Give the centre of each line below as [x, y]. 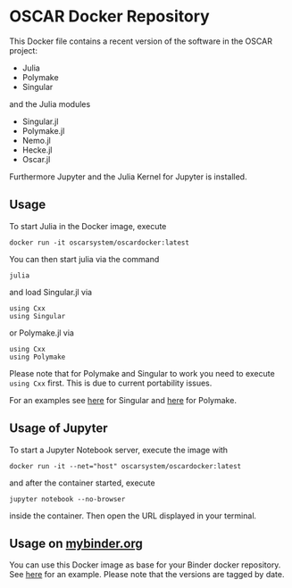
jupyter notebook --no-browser [67, 499]
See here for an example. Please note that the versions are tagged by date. [147, 575]
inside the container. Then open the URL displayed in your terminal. [133, 516]
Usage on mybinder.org [76, 543]
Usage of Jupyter [59, 429]
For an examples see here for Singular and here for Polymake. [123, 400]
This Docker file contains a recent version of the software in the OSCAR [141, 41]
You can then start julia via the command [84, 259]
